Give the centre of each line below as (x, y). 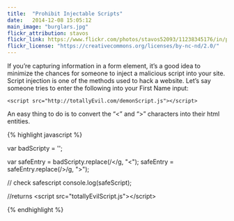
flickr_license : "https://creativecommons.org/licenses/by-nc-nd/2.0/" (113, 46)
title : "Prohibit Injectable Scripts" (65, 14)
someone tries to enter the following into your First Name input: (98, 88)
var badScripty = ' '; (35, 148)
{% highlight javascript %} (45, 135)
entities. (18, 121)
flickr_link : (26, 40)
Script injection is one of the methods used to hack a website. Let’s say (109, 81)
